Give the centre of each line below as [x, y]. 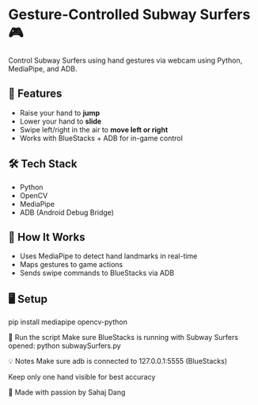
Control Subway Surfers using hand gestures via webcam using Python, [125, 60]
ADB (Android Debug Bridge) [67, 212]
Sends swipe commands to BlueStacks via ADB [97, 273]
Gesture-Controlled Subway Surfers [129, 15]
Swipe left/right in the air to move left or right [94, 129]
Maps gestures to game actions [71, 265]
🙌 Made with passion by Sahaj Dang [67, 392]
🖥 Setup [28, 299]
